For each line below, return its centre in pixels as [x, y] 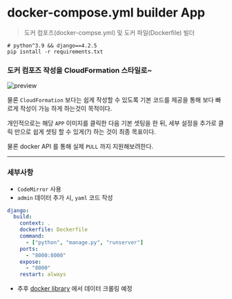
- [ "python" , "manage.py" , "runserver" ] [84, 243]
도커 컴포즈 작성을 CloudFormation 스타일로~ [80, 70]
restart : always [43, 275]
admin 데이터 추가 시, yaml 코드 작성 [65, 197]
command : [32, 236]
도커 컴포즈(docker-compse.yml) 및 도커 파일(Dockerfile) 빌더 [109, 32]
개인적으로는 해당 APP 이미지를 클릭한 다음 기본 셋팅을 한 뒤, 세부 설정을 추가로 [112, 123]
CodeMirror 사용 [39, 189]
